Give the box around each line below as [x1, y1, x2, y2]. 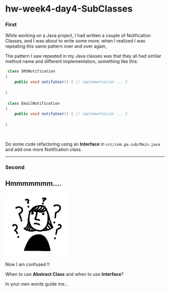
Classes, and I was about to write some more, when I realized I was [5, 38, 146, 44]
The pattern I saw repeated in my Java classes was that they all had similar [5, 53, 162, 59]
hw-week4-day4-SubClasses [5, 3, 133, 15]
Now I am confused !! [5, 261, 50, 267]
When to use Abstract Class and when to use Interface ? [5, 271, 124, 277]
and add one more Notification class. [5, 147, 82, 153]
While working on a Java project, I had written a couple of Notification [5, 32, 151, 38]
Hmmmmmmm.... [5, 179, 62, 188]
